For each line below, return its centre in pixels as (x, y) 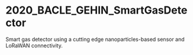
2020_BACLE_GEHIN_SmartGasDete (96, 10)
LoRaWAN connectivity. (34, 46)
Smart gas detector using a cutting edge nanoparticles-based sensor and (95, 39)
